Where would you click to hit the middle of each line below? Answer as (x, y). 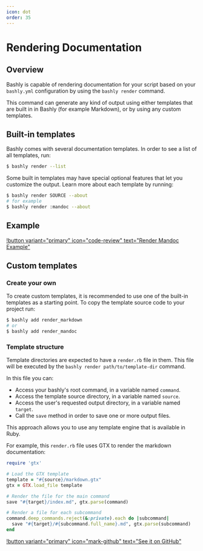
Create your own (31, 283)
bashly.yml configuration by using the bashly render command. (86, 91)
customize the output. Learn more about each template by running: (90, 185)
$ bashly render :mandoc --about (48, 206)
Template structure (35, 347)
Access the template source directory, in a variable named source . (98, 397)
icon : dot (19, 12)
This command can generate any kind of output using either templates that (99, 102)
